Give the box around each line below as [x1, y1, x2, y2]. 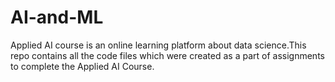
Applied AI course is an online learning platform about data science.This [10, 39, 307, 51]
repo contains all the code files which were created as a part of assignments [10, 49, 325, 61]
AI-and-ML [10, 6, 104, 29]
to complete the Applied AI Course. [10, 60, 155, 72]
